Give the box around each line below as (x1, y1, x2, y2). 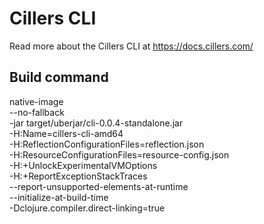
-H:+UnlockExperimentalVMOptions (9, 159, 158, 171)
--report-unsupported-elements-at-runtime (9, 180, 189, 192)
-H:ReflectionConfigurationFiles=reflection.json (9, 138, 205, 150)
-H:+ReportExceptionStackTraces (9, 170, 148, 182)
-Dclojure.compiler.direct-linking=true (9, 202, 166, 214)
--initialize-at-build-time (9, 191, 109, 203)
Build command (9, 69, 109, 86)
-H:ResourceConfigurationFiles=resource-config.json (9, 148, 230, 161)
